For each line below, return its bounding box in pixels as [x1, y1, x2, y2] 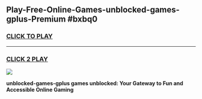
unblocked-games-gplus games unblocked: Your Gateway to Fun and [6, 79, 183, 86]
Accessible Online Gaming [6, 86, 74, 93]
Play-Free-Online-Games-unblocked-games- [6, 5, 180, 15]
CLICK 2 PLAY [6, 55, 48, 63]
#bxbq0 [67, 14, 98, 25]
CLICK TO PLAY [6, 32, 53, 41]
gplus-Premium [6, 14, 66, 25]
